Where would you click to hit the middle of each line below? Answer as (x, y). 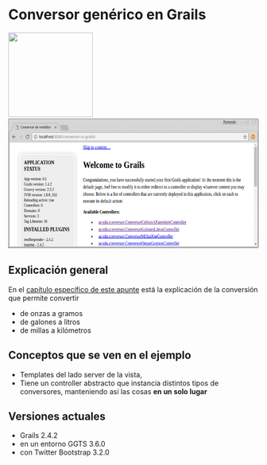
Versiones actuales (57, 416)
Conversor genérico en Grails (107, 15)
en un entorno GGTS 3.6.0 (62, 444)
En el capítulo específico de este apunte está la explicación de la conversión (133, 289)
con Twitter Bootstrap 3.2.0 (64, 452)
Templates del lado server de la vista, (81, 374)
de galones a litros (50, 322)
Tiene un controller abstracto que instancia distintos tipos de (119, 383)
